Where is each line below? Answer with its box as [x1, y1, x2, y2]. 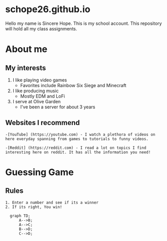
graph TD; [10, 213, 30, 218]
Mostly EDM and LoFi [20, 93, 65, 99]
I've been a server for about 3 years [20, 104, 95, 110]
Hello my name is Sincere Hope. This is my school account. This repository [5, 20, 162, 26]
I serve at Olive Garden [12, 98, 61, 104]
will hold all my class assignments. [5, 25, 78, 31]
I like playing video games [12, 77, 68, 83]
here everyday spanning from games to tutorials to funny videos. [5, 136, 149, 141]
